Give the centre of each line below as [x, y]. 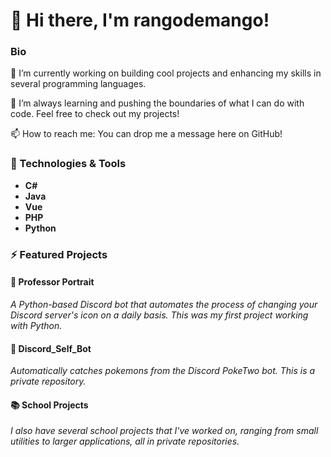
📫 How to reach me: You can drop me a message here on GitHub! [146, 134]
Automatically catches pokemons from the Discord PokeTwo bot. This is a [163, 371]
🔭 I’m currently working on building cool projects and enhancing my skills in [166, 73]
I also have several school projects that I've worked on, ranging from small [164, 431]
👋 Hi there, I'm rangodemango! [140, 20]
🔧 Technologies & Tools [68, 164]
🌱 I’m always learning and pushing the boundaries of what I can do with [157, 103]
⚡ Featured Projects [59, 254]
